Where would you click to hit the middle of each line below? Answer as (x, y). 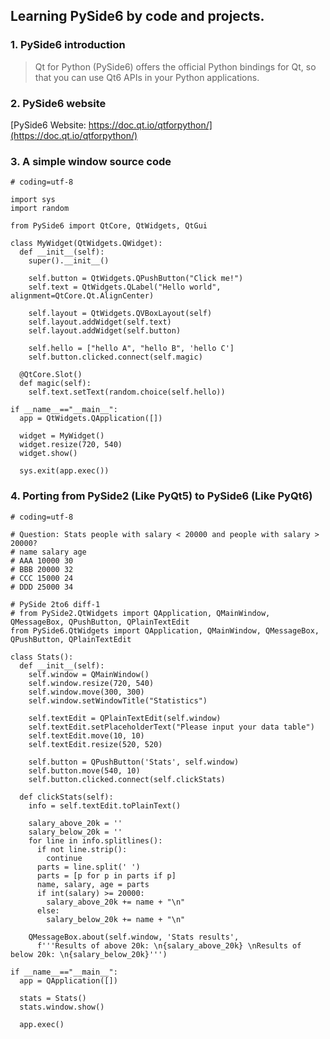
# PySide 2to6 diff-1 (55, 604)
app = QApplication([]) (68, 980)
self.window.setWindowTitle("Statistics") (118, 700)
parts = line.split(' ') (88, 867)
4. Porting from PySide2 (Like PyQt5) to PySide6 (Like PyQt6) (161, 496)
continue (64, 858)
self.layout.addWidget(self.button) (105, 331)
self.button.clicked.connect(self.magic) (115, 357)
